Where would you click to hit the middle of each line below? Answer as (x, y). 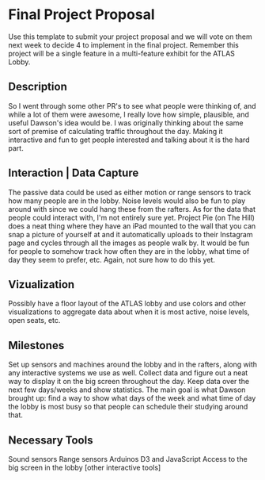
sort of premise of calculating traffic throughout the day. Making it (115, 131)
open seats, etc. (34, 321)
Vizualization (42, 284)
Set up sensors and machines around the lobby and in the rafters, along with (133, 365)
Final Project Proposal (81, 15)
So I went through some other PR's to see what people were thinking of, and (132, 106)
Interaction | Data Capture (74, 173)
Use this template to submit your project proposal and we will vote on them (130, 36)
